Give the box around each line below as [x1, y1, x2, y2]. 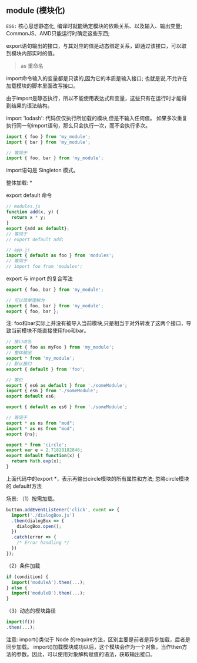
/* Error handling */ [16, 540, 69, 546]
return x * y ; [11, 215, 46, 221]
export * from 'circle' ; [6, 442, 67, 448]
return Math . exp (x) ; [11, 458, 62, 464]
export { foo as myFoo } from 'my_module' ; [6, 344, 115, 350]
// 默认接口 [6, 360, 32, 367]
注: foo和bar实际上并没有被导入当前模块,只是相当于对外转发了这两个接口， [6, 320, 186, 327]
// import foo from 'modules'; [6, 264, 83, 270]
